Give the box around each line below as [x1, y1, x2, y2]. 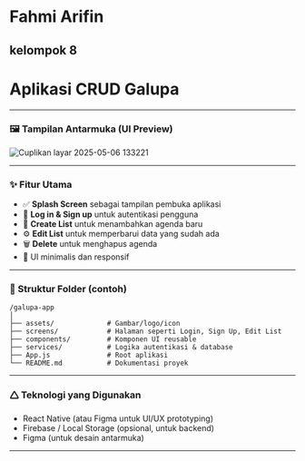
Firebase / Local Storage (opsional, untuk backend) [22, 422, 215, 433]
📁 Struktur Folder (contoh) [9, 283, 127, 296]
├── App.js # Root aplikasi [9, 351, 169, 360]
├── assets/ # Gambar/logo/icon [9, 319, 181, 329]
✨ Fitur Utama [9, 178, 73, 191]
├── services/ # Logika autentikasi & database [9, 343, 233, 352]
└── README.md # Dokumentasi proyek [9, 358, 189, 368]
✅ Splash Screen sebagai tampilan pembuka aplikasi [22, 199, 221, 210]
